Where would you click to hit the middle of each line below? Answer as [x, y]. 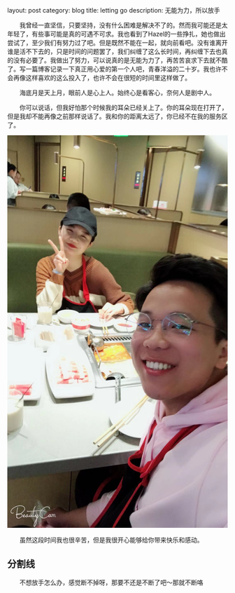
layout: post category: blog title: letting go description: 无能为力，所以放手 [114, 10]
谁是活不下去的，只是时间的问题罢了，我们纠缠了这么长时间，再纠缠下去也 [114, 52]
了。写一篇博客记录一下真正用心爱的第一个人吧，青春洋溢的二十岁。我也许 [114, 69]
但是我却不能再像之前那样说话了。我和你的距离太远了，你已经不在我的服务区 [117, 116]
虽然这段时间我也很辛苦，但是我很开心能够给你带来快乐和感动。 [111, 540]
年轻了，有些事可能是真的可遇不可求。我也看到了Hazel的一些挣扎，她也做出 [116, 34]
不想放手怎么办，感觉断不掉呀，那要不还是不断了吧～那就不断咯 [111, 582]
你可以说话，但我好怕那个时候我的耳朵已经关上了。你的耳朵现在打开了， [123, 108]
